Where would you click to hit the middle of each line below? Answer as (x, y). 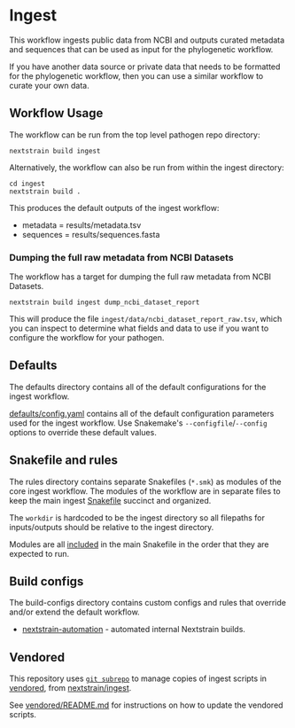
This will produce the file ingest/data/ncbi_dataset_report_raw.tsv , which (146, 319)
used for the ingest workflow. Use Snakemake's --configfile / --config (138, 423)
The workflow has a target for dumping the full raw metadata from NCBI (140, 277)
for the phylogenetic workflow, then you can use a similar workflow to (136, 75)
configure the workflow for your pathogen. (87, 338)
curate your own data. (50, 85)
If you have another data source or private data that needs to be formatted (145, 67)
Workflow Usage (56, 113)
